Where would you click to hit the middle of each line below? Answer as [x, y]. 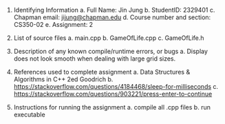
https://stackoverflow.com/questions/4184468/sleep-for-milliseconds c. [116, 86]
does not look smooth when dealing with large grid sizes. [95, 59]
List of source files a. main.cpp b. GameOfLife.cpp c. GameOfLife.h [109, 38]
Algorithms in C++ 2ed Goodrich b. [63, 79]
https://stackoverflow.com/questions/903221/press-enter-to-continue [113, 94]
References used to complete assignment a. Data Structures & [102, 72]
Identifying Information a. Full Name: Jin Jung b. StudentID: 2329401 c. [114, 10]
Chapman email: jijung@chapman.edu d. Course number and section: [112, 17]
